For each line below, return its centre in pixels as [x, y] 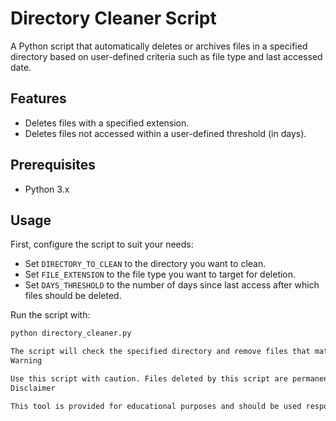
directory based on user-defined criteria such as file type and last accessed [166, 56]
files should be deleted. [73, 296]
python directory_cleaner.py [71, 333]
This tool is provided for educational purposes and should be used [156, 406]
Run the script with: [50, 315]
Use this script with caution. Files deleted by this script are [149, 379]
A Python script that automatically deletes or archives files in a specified [159, 46]
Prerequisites [53, 165]
